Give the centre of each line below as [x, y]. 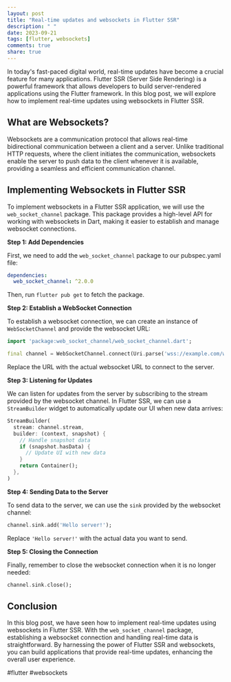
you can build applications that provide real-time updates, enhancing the [110, 652]
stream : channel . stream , [49, 427]
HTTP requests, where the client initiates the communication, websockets [111, 154]
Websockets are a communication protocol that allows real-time [97, 139]
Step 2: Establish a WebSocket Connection [69, 308]
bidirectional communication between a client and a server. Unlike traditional [115, 146]
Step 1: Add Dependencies [46, 242]
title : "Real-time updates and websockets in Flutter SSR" [93, 20]
